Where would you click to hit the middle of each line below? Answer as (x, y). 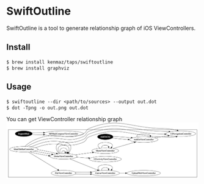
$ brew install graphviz (38, 68)
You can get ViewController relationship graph (64, 119)
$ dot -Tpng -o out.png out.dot (47, 108)
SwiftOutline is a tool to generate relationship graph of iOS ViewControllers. (101, 28)
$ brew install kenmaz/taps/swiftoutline (60, 62)
